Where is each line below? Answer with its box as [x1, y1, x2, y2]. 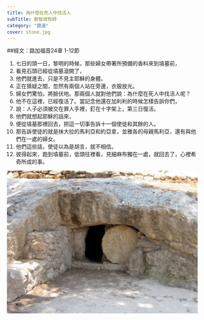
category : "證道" [7, 22, 49, 28]
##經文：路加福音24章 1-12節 [7, 47, 80, 54]
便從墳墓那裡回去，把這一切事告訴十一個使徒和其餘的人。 [15, 120, 159, 128]
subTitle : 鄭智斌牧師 [7, 16, 57, 22]
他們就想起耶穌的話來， [15, 113, 74, 120]
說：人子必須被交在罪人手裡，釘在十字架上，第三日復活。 [15, 105, 159, 113]
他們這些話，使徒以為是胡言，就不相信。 [15, 143, 117, 151]
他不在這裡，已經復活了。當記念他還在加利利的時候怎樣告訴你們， [15, 97, 180, 105]
